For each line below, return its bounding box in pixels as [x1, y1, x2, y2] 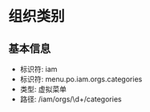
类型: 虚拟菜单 [19, 85, 67, 94]
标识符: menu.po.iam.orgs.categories [19, 74, 143, 84]
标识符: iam [19, 65, 58, 74]
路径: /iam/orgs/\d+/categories [19, 94, 122, 104]
